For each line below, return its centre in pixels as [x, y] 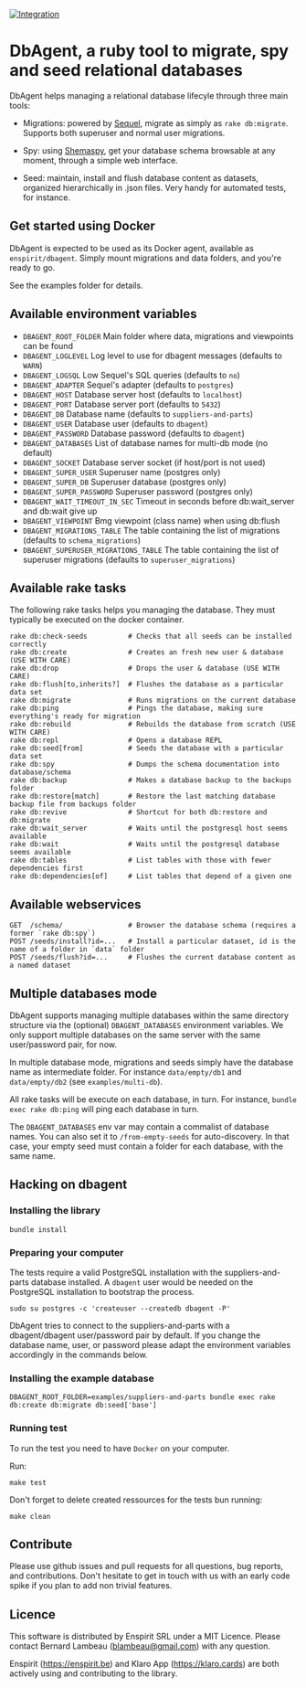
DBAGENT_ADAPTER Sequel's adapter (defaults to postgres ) [128, 385]
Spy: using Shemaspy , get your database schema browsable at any [149, 150]
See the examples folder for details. [76, 285]
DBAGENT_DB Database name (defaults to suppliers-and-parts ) [138, 414]
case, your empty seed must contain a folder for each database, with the [146, 1146]
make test [28, 1482]
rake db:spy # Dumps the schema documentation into [145, 764]
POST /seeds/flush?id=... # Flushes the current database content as [153, 958]
